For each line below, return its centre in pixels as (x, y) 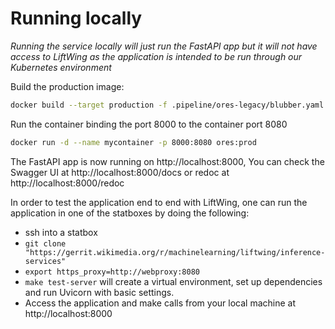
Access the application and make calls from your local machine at (160, 303)
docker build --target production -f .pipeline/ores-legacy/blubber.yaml (167, 105)
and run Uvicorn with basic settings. (99, 292)
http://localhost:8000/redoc (67, 183)
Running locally (76, 18)
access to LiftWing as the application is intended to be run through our (156, 56)
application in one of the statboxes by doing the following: (130, 213)
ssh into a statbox (61, 232)
